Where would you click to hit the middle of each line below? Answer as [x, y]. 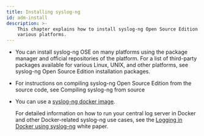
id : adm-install [27, 18]
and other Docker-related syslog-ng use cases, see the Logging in [99, 120]
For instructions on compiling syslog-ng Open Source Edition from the [103, 84]
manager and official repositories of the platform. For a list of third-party [106, 59]
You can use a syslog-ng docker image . [65, 102]
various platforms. [42, 35]
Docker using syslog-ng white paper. [62, 126]
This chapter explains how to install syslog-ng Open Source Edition [108, 29]
